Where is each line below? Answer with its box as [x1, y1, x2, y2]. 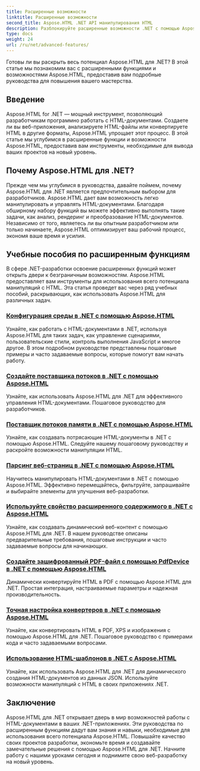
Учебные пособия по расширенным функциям [6, 249, 190, 259]
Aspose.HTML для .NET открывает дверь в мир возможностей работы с [6, 713, 190, 721]
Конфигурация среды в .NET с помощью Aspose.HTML [6, 312, 175, 320]
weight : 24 [6, 36, 33, 42]
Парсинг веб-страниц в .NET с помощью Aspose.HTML [6, 461, 174, 470]
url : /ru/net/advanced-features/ [6, 42, 89, 48]
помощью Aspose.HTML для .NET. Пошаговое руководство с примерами [6, 633, 193, 641]
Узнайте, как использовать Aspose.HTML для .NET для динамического [6, 668, 186, 675]
